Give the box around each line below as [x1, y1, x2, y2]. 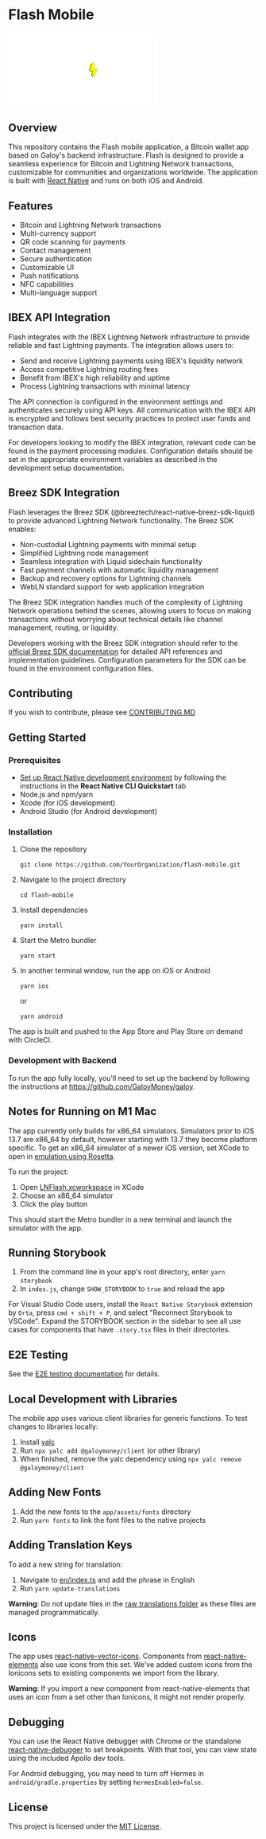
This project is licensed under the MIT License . [8, 1821, 162, 1831]
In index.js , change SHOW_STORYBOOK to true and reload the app [19, 1284, 225, 1293]
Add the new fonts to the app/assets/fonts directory [19, 1507, 191, 1516]
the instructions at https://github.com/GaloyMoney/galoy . [8, 1082, 195, 1091]
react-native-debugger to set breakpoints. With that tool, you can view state [8, 1745, 257, 1755]
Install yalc [19, 1438, 56, 1447]
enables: [8, 524, 37, 534]
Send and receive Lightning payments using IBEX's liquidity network [19, 356, 244, 366]
